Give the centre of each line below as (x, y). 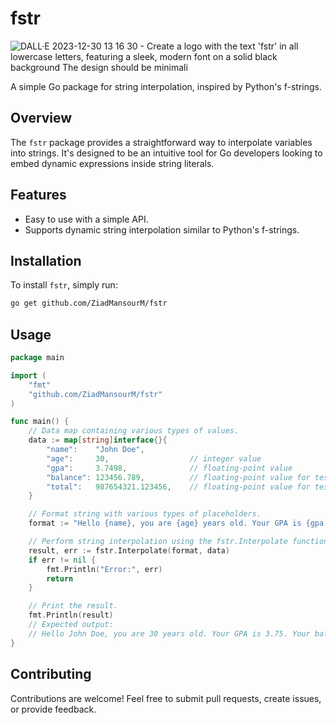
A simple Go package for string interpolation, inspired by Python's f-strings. (166, 86)
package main (37, 358)
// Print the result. (73, 606)
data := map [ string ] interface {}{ (98, 440)
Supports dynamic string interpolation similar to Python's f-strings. (162, 229)
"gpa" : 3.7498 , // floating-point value (169, 468)
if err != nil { (62, 560)
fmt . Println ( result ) (71, 615)
